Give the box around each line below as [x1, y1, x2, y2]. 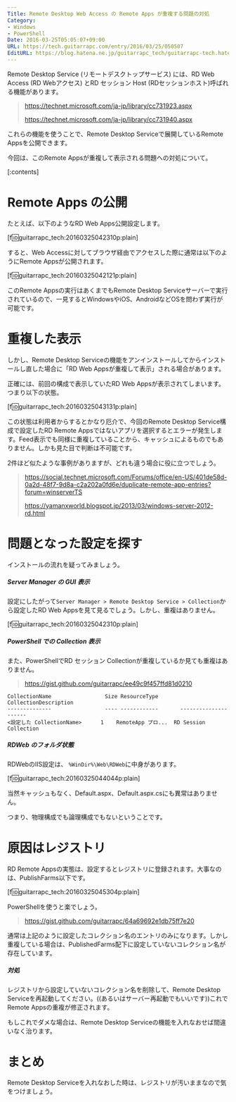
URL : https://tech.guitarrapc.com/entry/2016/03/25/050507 [7, 43, 184, 50]
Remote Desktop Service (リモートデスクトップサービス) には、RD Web [7, 70, 215, 78]
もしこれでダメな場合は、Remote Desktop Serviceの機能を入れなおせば [7, 1017, 214, 1026]
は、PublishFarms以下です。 [7, 873, 89, 881]
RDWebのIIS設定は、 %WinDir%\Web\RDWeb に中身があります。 [7, 760, 181, 768]
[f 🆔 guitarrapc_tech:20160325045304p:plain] [7, 887, 140, 896]
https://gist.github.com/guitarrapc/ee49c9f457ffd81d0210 [24, 679, 192, 688]
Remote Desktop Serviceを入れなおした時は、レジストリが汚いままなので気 [7, 1079, 227, 1087]
